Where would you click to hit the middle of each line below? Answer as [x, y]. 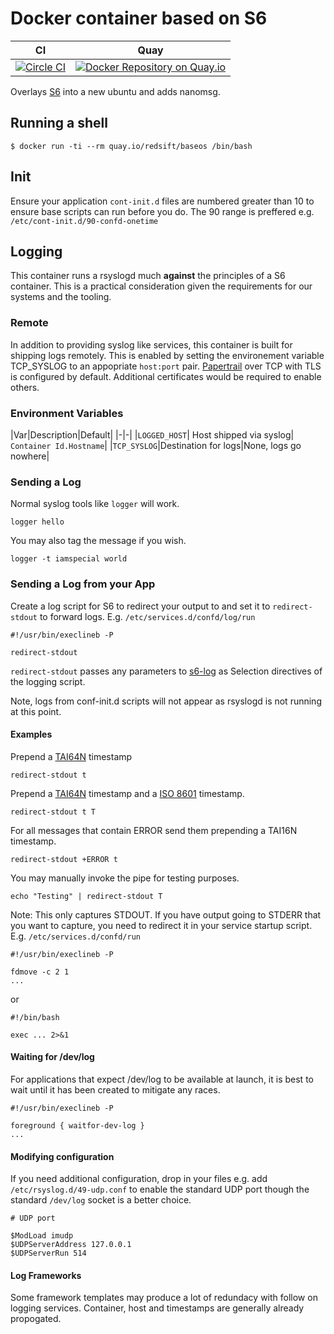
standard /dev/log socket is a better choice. [101, 1200]
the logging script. [48, 681]
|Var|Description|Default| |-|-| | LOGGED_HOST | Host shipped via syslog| [152, 434]
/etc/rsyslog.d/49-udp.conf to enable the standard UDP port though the [160, 1189]
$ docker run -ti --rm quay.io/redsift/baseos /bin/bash [131, 146]
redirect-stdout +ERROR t [64, 859]
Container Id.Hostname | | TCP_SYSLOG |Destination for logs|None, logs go [156, 445]
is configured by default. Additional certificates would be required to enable [166, 376]
